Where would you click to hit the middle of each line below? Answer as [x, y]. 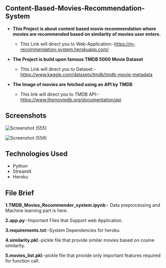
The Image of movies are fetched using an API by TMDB [73, 84]
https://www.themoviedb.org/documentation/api [71, 99]
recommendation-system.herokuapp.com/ [64, 49]
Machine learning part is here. [37, 210]
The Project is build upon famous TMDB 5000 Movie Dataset [78, 59]
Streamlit [22, 171]
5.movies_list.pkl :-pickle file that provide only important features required [83, 256]
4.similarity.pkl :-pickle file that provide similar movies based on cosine [80, 240]
